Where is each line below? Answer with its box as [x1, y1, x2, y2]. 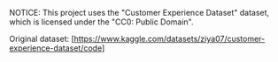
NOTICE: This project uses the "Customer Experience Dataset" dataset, [9, 8, 270, 17]
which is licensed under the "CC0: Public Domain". [9, 17, 194, 27]
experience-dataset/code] [9, 43, 105, 53]
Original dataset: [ [9, 34, 75, 44]
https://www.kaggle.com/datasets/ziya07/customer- [73, 34, 266, 44]
